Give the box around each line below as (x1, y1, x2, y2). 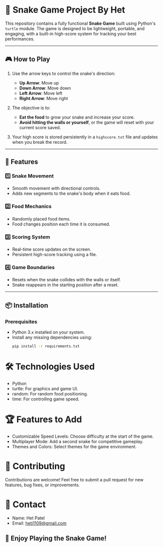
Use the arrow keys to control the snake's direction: (12, 70, 115, 76)
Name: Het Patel (12, 515, 45, 521)
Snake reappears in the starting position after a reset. (12, 282, 119, 288)
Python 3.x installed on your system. (12, 329, 85, 335)
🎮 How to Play (5, 55, 50, 64)
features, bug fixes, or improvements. (5, 482, 80, 488)
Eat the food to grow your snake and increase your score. (19, 114, 135, 120)
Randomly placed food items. (12, 216, 71, 222)
